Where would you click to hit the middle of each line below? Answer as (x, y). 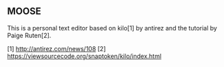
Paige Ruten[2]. (29, 35)
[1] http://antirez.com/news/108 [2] (57, 48)
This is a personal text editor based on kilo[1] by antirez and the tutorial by (112, 28)
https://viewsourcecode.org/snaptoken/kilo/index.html (84, 56)
